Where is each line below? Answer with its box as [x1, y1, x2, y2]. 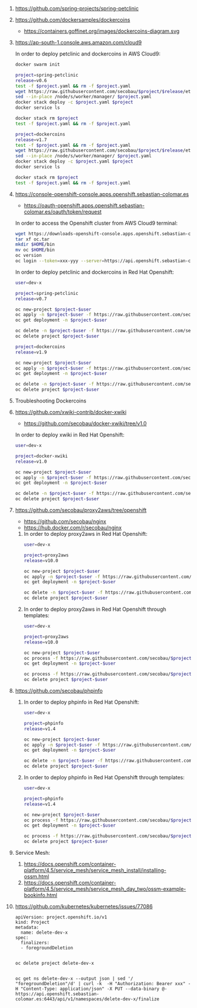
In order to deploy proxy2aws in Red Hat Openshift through [23, 606, 167, 613]
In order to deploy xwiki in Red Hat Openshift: [15, 431, 125, 438]
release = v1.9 [15, 349, 47, 355]
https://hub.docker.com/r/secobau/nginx [23, 524, 122, 531]
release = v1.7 [15, 137, 47, 143]
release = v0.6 [15, 77, 47, 84]
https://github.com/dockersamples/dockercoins [15, 16, 130, 23]
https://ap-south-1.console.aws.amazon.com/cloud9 [15, 39, 142, 46]
